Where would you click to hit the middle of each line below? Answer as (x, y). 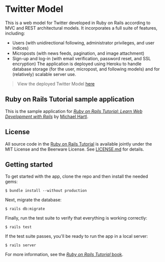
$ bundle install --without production (46, 191)
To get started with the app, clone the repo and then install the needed (77, 177)
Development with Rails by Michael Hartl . (47, 116)
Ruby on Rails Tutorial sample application (70, 99)
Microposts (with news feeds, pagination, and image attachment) (78, 53)
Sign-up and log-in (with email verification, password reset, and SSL (82, 58)
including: (15, 33)
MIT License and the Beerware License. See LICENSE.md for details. (75, 149)
